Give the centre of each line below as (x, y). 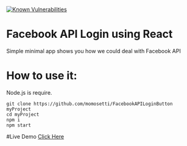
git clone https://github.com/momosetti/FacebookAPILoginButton (90, 104)
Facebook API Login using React (90, 34)
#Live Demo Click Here (35, 136)
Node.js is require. (29, 92)
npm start (19, 125)
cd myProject (23, 114)
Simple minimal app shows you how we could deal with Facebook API (94, 51)
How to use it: (42, 76)
